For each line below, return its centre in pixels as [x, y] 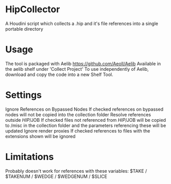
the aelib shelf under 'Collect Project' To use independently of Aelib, [77, 69]
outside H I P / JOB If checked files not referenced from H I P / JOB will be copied [86, 120]
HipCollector [33, 9]
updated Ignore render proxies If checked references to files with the [78, 130]
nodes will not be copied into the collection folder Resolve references [78, 114]
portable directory [24, 29]
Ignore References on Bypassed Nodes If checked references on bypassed [84, 109]
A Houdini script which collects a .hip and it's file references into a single [82, 23]
